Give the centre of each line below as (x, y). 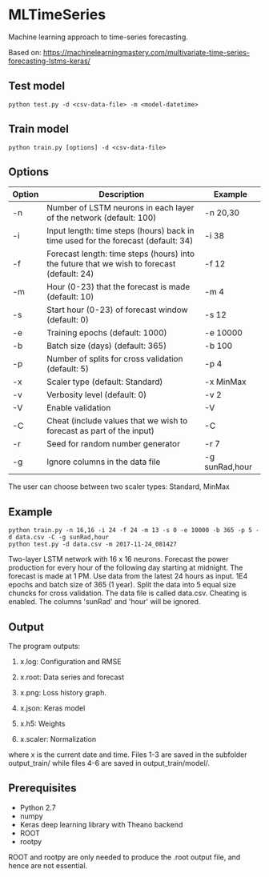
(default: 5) (68, 369)
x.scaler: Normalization (58, 739)
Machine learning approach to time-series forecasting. (98, 37)
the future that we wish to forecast (111, 264)
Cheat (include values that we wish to (117, 421)
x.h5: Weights (42, 723)
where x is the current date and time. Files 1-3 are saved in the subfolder (128, 755)
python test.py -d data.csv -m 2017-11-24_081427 (93, 545)
